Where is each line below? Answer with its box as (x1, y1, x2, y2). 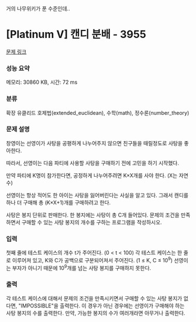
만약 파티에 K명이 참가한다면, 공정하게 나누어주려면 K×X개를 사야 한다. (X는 (6, 172, 178, 179)
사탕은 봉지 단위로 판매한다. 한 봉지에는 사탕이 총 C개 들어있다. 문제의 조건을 (6, 211, 180, 218)
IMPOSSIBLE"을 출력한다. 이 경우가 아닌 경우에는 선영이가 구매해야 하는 (20, 302, 185, 309)
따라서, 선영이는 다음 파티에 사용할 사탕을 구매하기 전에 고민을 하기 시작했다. (6, 159, 180, 166)
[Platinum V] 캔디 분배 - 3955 (6, 28, 146, 41)
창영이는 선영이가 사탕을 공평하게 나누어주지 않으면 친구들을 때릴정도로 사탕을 (6, 139, 183, 146)
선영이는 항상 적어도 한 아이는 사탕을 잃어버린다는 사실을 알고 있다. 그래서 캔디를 (6, 191, 189, 198)
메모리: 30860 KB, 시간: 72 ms (6, 78, 78, 86)
